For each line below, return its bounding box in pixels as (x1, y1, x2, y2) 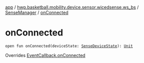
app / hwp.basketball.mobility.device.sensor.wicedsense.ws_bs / (5, 4, 139, 10)
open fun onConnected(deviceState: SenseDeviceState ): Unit (5, 43, 133, 48)
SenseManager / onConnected (5, 9, 68, 15)
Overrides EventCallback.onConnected (5, 52, 86, 58)
